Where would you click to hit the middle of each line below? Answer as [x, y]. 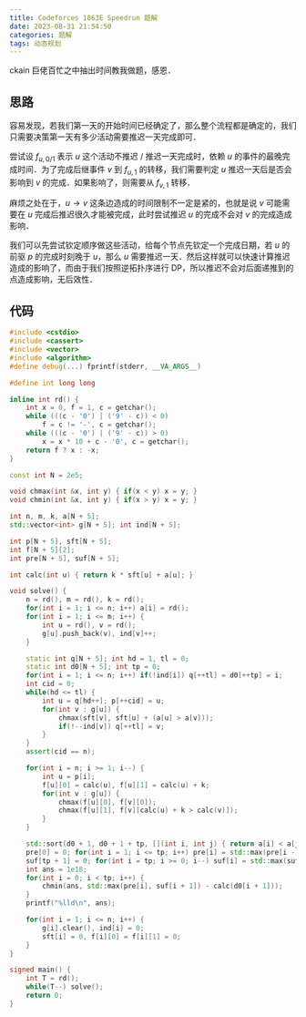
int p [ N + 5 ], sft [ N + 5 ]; [61, 541]
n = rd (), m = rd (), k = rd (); [85, 600]
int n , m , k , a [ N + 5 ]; [55, 517]
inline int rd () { [44, 399]
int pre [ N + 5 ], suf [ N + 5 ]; [65, 558]
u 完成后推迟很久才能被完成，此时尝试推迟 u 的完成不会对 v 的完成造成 [160, 214]
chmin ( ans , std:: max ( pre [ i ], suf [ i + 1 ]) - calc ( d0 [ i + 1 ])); [163, 886]
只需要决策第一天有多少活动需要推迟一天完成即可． [105, 137]
